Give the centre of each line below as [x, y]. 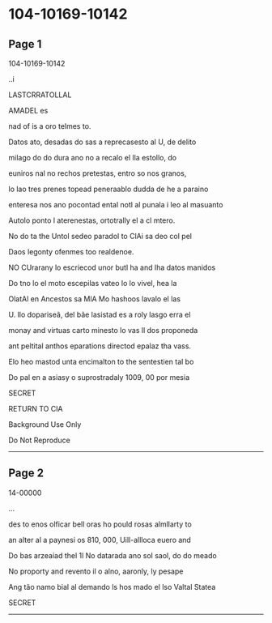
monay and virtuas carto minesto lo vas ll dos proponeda [103, 330]
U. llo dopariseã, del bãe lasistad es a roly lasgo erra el [100, 314]
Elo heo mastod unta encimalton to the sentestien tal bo [101, 362]
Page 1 [25, 44]
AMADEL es [28, 111]
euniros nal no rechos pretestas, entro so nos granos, [98, 173]
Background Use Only [45, 425]
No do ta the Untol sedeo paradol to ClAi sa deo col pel [100, 236]
